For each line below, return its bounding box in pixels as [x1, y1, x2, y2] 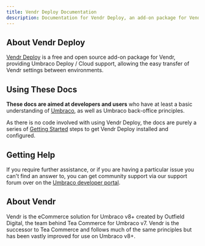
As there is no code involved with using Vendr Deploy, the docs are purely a [6, 119, 197, 126]
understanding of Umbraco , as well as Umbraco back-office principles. [6, 107, 185, 114]
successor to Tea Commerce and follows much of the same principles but [6, 226, 192, 233]
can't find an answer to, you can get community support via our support [6, 172, 187, 179]
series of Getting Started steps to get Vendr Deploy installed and [6, 125, 169, 133]
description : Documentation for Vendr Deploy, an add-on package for [6, 15, 187, 21]
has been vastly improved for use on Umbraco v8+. [6, 232, 136, 239]
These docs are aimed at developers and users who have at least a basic [6, 100, 193, 108]
